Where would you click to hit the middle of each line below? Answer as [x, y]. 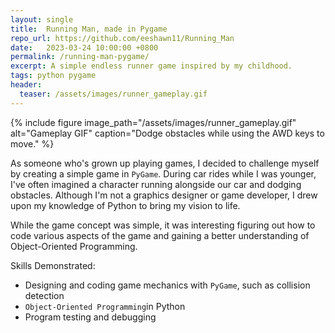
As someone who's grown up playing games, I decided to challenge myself [165, 163]
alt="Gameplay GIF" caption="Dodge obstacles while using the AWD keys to [167, 133]
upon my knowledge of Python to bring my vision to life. [125, 205]
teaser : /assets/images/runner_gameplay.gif [113, 94]
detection [44, 295]
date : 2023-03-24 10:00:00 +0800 [84, 47]
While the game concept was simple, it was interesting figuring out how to [163, 225]
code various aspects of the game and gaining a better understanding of [160, 235]
